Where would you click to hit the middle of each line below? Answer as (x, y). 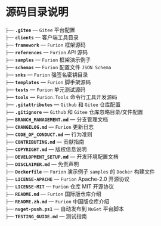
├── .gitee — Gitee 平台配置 (40, 30)
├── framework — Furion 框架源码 (46, 45)
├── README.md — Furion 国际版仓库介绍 (54, 194)
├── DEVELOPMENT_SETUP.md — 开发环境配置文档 (62, 156)
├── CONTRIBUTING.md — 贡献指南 (45, 141)
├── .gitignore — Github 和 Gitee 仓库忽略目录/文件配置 (75, 112)
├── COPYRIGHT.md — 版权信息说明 (46, 149)
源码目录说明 (37, 12)
